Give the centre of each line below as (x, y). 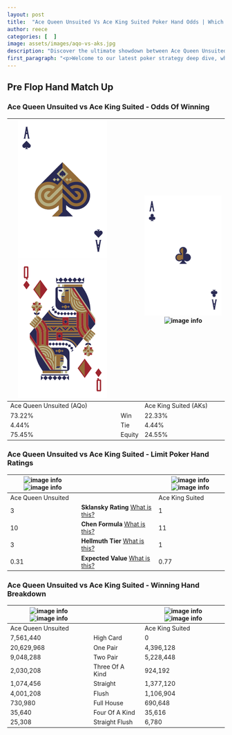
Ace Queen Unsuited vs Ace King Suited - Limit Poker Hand (108, 454)
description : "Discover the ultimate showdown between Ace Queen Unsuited (117, 51)
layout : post (26, 15)
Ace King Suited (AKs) (176, 406)
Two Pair (106, 657)
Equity (130, 435)
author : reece (28, 29)
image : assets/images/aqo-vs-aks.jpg (61, 44)
